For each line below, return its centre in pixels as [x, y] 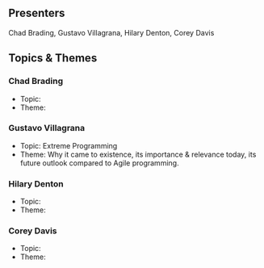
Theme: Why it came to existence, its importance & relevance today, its [138, 154]
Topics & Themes [53, 59]
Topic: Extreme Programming [69, 145]
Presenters [37, 13]
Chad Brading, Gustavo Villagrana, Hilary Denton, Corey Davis [111, 32]
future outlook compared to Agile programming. [99, 163]
